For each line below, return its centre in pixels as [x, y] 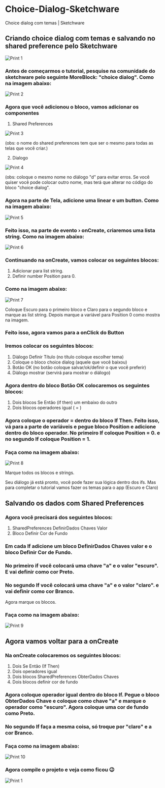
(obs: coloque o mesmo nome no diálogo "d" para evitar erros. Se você [77, 177]
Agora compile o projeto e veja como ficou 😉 [60, 770]
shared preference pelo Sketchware [61, 46]
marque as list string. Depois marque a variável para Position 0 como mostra [82, 315]
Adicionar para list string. [38, 271]
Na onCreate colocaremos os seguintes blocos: [63, 655]
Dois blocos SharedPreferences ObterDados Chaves [66, 677]
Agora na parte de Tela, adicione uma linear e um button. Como [82, 201]
